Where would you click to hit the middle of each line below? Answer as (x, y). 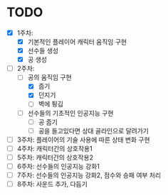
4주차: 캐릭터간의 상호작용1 (55, 148)
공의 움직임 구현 (49, 77)
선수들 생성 (43, 51)
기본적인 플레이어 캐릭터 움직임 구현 (77, 42)
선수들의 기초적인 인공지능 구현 (70, 113)
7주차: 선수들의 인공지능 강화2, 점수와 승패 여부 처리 (89, 175)
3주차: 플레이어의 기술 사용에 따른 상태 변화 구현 (83, 140)
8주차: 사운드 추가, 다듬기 (52, 184)
